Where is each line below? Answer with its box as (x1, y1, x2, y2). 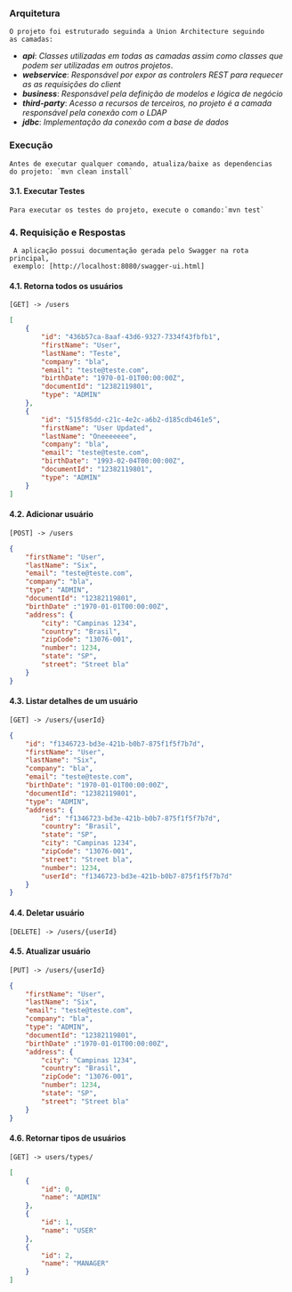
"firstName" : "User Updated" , (41, 424, 153, 432)
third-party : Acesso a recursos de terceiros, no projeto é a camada (21, 98, 272, 109)
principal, (9, 254, 50, 263)
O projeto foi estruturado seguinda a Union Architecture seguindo (9, 28, 265, 36)
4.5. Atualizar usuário (9, 946, 91, 957)
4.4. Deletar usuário (9, 907, 85, 918)
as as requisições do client (21, 79, 122, 90)
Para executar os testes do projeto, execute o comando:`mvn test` (9, 206, 265, 214)
